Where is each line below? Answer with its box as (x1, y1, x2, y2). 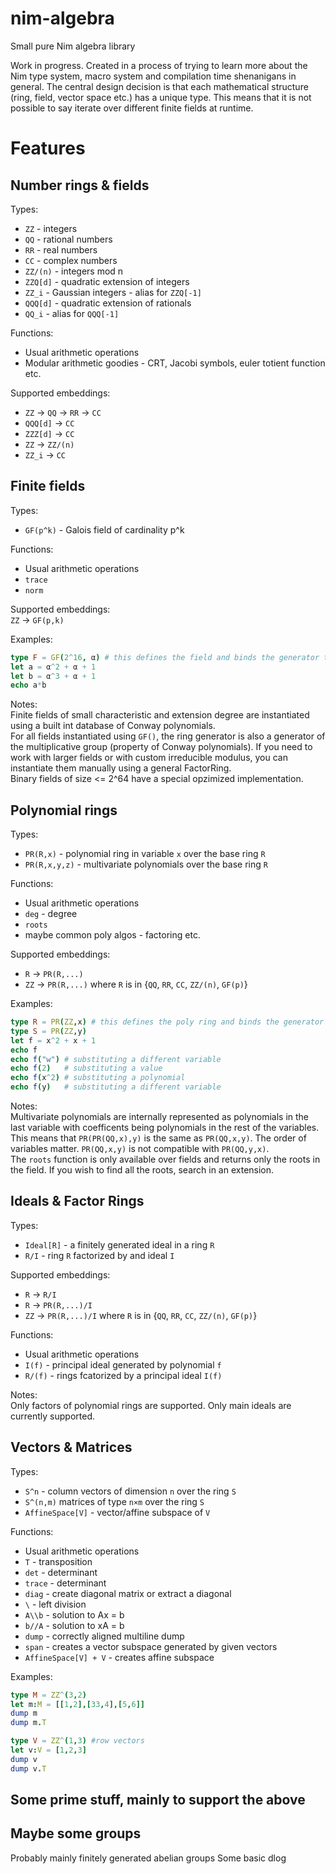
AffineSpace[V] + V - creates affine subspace (24, 1651, 215, 1663)
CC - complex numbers (24, 254, 118, 266)
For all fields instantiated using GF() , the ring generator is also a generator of (10, 730, 326, 742)
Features (10, 137, 86, 160)
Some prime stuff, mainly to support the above (10, 1792, 306, 1809)
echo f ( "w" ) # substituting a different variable (10, 1054, 222, 1064)
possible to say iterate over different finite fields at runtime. (10, 102, 254, 114)
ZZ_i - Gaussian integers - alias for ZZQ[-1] (24, 286, 202, 298)
